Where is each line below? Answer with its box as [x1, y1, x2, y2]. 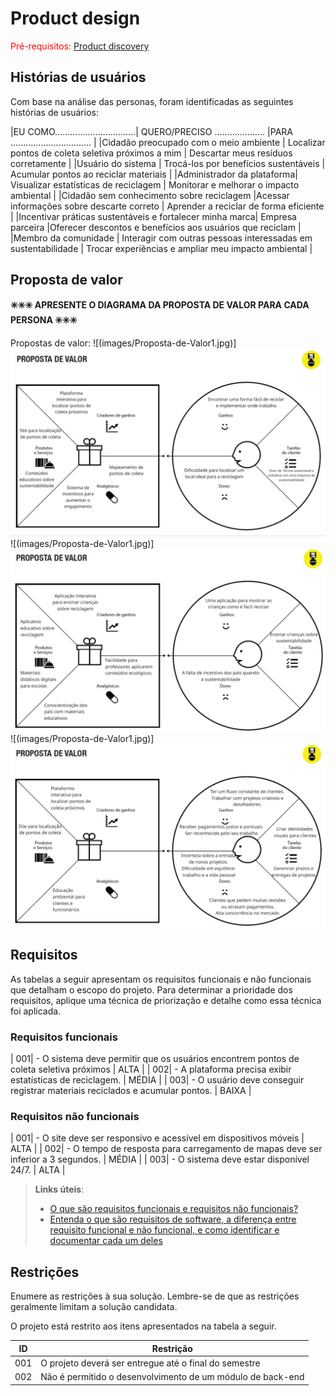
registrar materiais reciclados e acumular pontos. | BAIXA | [10, 1085, 252, 1097]
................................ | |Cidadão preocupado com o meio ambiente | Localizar [10, 136, 326, 148]
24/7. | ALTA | [10, 1164, 66, 1176]
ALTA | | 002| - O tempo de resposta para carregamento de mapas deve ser [10, 1143, 323, 1155]
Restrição [151, 1342, 193, 1354]
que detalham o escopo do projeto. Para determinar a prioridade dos [10, 983, 293, 996]
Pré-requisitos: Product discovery [10, 40, 150, 52]
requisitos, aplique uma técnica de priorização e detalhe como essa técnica [10, 994, 322, 1006]
